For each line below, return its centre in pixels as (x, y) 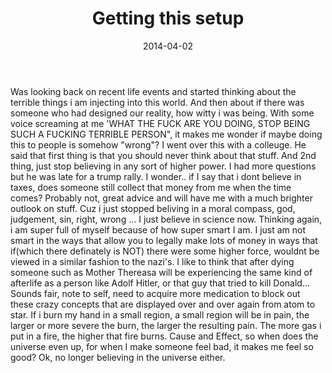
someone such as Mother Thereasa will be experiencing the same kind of (161, 272)
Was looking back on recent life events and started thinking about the (153, 91)
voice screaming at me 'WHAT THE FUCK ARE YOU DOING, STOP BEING (160, 123)
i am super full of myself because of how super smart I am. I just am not (158, 229)
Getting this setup (168, 18)
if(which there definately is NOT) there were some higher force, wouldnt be (165, 251)
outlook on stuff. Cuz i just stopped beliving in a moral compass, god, (153, 208)
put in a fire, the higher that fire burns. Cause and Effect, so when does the (164, 336)
